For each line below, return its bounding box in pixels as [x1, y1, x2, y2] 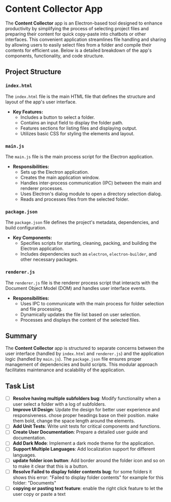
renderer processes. [20, 185, 63, 191]
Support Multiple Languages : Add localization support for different [12, 446, 155, 452]
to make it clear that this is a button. [12, 463, 89, 469]
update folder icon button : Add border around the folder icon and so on [12, 457, 165, 464]
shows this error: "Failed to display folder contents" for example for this [12, 474, 164, 480]
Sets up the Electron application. [20, 169, 89, 175]
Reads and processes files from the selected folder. [20, 196, 130, 202]
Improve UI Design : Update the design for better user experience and [12, 407, 160, 413]
